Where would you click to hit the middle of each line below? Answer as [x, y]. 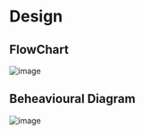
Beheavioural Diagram [72, 99]
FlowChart [39, 50]
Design [36, 17]
